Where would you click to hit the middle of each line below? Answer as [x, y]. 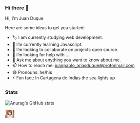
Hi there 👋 [17, 8]
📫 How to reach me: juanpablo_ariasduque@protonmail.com [73, 66]
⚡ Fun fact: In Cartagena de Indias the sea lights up [63, 78]
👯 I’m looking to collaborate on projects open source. [65, 50]
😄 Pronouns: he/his [32, 72]
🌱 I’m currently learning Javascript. [47, 44]
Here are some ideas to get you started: [45, 28]
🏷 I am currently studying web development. [58, 37]
